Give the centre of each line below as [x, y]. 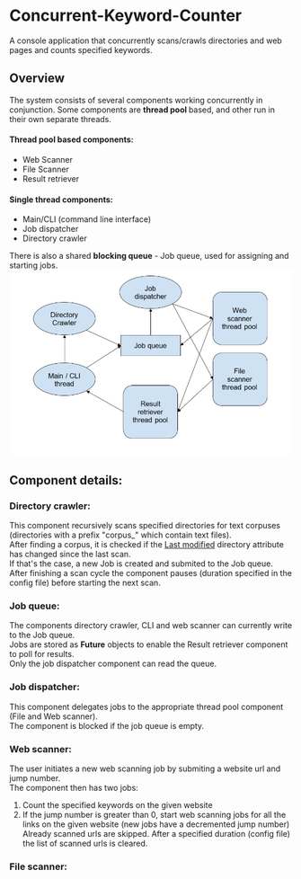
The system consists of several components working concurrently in [136, 100]
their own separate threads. [61, 119]
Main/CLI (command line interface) [87, 219]
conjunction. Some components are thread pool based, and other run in [142, 110]
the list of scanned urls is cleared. [85, 843]
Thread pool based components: [72, 139]
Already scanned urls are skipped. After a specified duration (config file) [156, 833]
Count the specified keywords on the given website [117, 804]
